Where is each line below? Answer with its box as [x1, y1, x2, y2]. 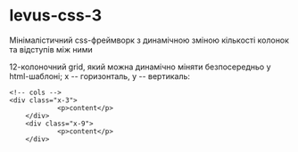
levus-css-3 [9, 5, 103, 26]
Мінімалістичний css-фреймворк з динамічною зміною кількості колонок [9, 35, 290, 45]
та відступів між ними [9, 44, 94, 54]
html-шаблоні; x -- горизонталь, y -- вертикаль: [9, 70, 190, 81]
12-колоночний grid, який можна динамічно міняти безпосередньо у [9, 61, 271, 72]
